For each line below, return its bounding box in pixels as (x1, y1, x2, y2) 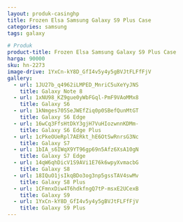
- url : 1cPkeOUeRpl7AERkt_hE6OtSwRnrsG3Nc (13, 133, 139, 140)
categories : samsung (7, 23, 68, 30)
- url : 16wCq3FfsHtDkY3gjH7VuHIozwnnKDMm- (13, 120, 139, 127)
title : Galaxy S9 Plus (20, 205, 86, 212)
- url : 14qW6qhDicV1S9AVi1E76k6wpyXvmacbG (13, 159, 139, 166)
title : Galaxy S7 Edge (20, 153, 86, 160)
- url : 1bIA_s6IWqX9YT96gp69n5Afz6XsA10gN (13, 146, 139, 154)
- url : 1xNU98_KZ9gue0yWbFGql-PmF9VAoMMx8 (13, 94, 139, 101)
